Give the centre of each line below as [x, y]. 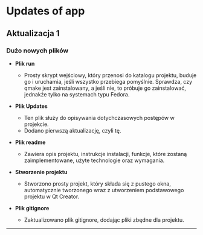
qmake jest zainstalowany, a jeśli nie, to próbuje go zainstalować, [105, 88]
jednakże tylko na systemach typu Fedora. [77, 94]
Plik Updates [31, 106]
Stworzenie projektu [41, 172]
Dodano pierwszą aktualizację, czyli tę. [72, 130]
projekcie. [37, 124]
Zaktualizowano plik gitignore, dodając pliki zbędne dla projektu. [104, 220]
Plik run [25, 63]
